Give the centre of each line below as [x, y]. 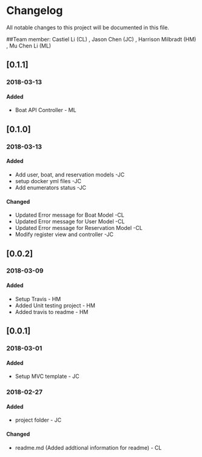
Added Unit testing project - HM [55, 305]
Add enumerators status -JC [51, 187]
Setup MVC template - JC [47, 376]
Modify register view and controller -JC [64, 234]
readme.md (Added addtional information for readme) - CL [88, 447]
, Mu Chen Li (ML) [29, 46]
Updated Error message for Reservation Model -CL [79, 228]
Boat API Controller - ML [46, 110]
